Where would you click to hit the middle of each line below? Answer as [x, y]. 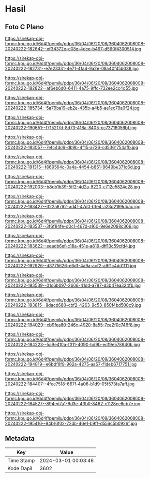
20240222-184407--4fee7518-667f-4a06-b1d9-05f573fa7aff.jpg [70, 384]
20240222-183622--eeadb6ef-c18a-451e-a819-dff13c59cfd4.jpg [70, 246]
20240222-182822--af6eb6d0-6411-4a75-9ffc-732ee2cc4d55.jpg [72, 88]
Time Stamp [21, 461]
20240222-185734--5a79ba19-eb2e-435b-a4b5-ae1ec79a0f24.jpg [72, 108]
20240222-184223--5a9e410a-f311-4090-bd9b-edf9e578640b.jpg [73, 345]
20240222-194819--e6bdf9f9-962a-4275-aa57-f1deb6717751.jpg [71, 364]
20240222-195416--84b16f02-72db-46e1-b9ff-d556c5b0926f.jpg [71, 423]
